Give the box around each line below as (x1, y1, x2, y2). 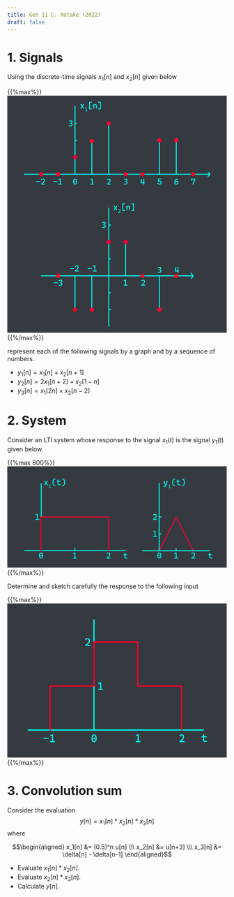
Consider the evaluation (7, 805, 76, 814)
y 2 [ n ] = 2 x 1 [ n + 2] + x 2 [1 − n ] (17, 377, 100, 388)
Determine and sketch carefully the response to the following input (7, 582, 198, 590)
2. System (7, 413, 67, 429)
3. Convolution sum (7, 782, 123, 798)
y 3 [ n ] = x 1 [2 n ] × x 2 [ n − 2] (17, 386, 91, 396)
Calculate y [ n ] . (17, 882, 60, 891)
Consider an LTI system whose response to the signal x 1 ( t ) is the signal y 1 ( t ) (7, 435, 224, 446)
